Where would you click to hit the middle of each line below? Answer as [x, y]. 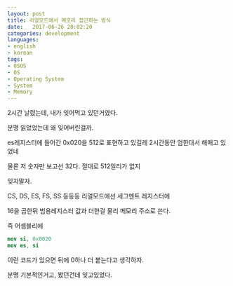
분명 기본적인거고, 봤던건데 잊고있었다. [60, 275]
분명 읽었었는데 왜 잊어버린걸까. [51, 128]
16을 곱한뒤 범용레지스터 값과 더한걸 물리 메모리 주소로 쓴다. [89, 211]
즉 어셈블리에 [25, 226]
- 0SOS [17, 66]
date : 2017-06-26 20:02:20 [50, 27]
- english [22, 46]
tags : [15, 60]
